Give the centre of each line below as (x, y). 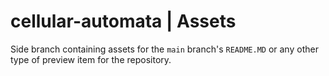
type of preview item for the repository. (91, 59)
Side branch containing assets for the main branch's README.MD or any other (164, 49)
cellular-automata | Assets (123, 21)
